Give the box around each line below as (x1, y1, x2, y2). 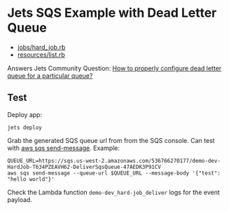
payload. (7, 195, 33, 204)
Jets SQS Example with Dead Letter (7, 5, 217, 21)
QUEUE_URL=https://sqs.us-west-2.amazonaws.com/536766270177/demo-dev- (7, 157, 221, 164)
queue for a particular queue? (7, 72, 93, 80)
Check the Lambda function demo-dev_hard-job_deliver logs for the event (7, 188, 220, 196)
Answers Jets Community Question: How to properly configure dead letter (7, 64, 222, 72)
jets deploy (7, 124, 42, 131)
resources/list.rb (17, 50, 65, 59)
